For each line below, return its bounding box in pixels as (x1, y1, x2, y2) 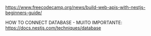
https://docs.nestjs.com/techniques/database (5, 25, 102, 31)
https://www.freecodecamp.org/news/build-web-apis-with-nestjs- (5, 5, 146, 10)
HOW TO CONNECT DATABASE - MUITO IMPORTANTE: (5, 20, 122, 25)
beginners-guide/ (5, 10, 42, 16)
